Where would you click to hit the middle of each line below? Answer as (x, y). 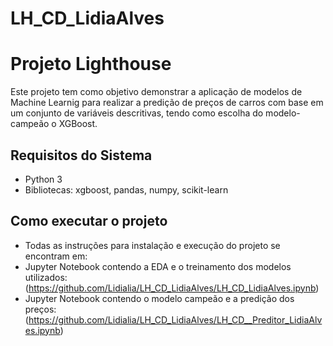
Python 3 (43, 179)
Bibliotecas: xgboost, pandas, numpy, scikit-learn (126, 189)
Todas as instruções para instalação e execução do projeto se (152, 245)
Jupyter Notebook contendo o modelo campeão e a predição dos (159, 298)
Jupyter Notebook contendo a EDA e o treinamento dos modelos (158, 266)
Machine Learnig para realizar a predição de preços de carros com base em (167, 103)
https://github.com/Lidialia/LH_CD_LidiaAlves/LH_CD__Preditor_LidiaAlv (175, 319)
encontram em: (56, 256)
